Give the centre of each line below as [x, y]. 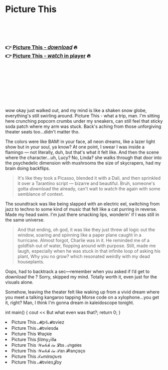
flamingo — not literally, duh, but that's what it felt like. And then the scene [82, 153]
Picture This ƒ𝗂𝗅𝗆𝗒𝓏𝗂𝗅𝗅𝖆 [34, 340]
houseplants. [31, 262]
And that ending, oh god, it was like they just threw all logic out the [86, 230]
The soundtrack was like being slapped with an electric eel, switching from [82, 204]
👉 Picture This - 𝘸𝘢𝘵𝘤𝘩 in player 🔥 [48, 55]
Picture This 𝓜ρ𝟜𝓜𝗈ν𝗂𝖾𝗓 [38, 322]
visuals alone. [19, 282]
